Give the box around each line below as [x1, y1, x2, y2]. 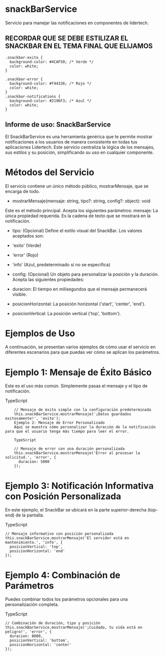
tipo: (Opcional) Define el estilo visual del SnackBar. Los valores [12, 228, 142, 234]
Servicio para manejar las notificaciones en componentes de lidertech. [5, 20, 149, 26]
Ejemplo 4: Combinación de [5, 569, 121, 581]
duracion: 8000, [9, 634, 43, 639]
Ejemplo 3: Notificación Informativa [5, 480, 154, 491]
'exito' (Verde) [12, 242, 41, 248]
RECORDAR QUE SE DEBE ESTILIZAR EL [5, 34, 128, 43]
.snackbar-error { [5, 77, 43, 82]
